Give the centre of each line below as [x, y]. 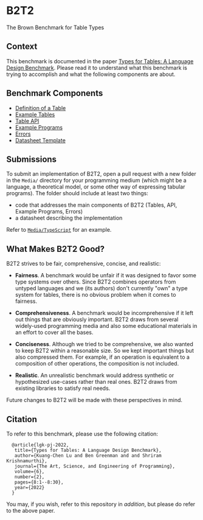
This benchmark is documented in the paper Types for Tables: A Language [100, 61]
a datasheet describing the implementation [69, 218]
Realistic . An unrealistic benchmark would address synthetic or [95, 375]
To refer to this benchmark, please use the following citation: [82, 434]
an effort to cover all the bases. [54, 333]
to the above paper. [31, 511]
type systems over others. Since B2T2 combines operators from [95, 282]
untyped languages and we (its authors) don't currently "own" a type [101, 288]
